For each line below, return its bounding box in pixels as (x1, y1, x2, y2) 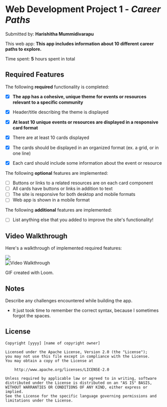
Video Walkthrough (5, 232, 68, 240)
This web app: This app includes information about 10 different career (5, 40, 154, 46)
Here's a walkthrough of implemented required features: (5, 245, 122, 251)
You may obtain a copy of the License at (5, 358, 94, 363)
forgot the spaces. (12, 313, 51, 319)
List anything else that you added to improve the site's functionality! (12, 217, 154, 223)
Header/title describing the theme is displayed (12, 109, 109, 115)
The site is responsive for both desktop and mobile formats (12, 191, 136, 197)
